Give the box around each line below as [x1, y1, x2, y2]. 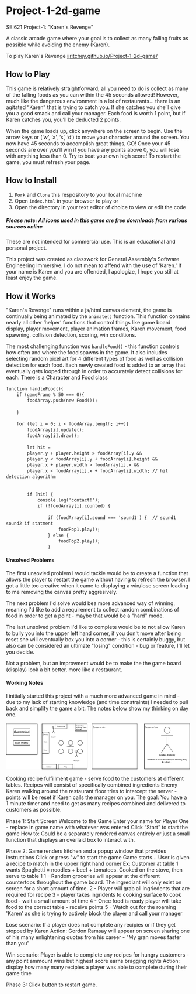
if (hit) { [27, 491, 54, 497]
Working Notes [6, 679, 44, 686]
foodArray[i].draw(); [27, 433, 80, 439]
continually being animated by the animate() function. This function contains [6, 313, 190, 320]
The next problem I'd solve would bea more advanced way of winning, [6, 599, 175, 607]
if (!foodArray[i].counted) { [37, 503, 111, 509]
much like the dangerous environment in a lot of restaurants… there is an [6, 97, 181, 104]
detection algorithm [6, 474, 57, 480]
